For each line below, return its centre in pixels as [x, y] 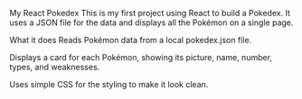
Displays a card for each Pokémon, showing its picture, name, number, [141, 57]
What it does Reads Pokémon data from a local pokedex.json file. [131, 40]
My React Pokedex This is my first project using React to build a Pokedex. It [150, 13]
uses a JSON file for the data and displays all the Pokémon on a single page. [151, 22]
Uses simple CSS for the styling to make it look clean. [109, 84]
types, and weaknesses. [55, 67]
